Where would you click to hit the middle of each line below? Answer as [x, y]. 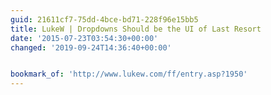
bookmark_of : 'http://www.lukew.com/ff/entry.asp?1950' [129, 74]
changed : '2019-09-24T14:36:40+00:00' [91, 47]
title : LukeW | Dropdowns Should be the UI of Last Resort [136, 29]
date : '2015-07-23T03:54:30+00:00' [84, 38]
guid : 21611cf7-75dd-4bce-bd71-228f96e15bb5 [104, 19]
